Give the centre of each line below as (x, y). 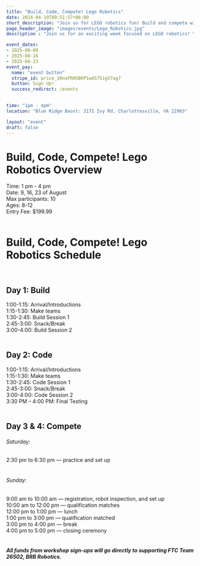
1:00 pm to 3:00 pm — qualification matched (61, 518)
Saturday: (18, 441)
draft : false (22, 127)
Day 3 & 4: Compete (44, 426)
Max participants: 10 (31, 199)
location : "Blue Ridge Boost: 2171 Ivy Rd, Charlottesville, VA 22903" (97, 111)
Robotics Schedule (54, 255)
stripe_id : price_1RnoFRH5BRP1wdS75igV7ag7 (66, 78)
